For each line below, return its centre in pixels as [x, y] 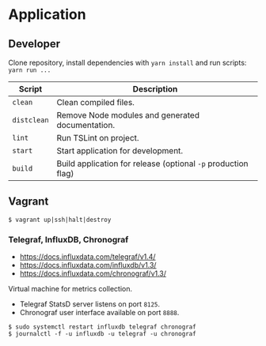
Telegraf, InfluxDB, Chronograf [68, 239]
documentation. [86, 125]
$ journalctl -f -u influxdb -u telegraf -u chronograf [102, 334]
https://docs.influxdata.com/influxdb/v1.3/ [88, 265]
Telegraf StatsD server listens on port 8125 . [90, 304]
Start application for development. [120, 150]
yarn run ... [30, 70]
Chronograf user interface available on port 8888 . [99, 313]
